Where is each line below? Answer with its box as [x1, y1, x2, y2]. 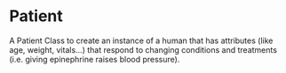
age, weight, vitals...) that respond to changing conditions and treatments [9, 44, 278, 55]
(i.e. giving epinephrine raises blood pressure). [9, 54, 180, 64]
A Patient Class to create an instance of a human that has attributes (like [9, 35, 274, 46]
